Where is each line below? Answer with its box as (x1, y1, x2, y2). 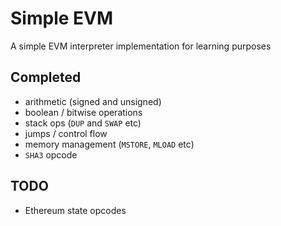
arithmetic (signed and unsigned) (24, 95, 162, 107)
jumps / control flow (24, 127, 108, 139)
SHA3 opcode (24, 148, 78, 161)
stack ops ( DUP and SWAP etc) (24, 117, 142, 129)
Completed (10, 69, 82, 86)
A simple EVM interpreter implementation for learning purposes (10, 40, 272, 52)
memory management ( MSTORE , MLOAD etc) (24, 138, 195, 150)
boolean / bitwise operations (24, 106, 143, 118)
